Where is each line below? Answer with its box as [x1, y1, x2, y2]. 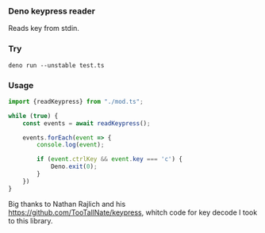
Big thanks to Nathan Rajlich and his [8, 199, 126, 208]
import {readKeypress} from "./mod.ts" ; [8, 97, 144, 105]
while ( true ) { [8, 112, 59, 120]
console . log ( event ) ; [36, 141, 105, 149]
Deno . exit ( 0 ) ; [50, 162, 98, 171]
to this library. [8, 216, 53, 225]
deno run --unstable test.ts [8, 61, 105, 69]
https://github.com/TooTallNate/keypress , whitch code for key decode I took [8, 208, 258, 217]
